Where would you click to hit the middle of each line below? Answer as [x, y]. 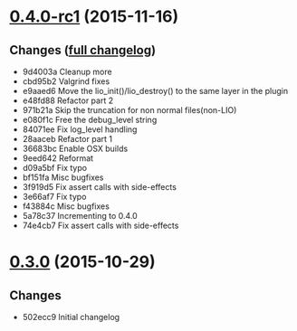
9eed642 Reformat [57, 158]
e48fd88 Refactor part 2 [68, 100]
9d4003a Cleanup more [67, 71]
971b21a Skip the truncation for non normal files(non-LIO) [129, 110]
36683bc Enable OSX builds [75, 148]
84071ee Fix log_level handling [80, 129]
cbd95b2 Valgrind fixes [66, 81]
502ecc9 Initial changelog [71, 317]
